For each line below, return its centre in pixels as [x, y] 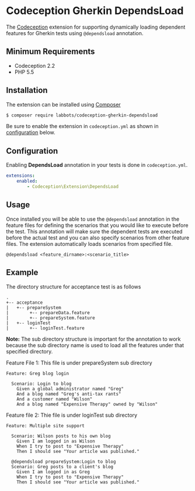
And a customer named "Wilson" [55, 399]
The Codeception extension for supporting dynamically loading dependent [96, 27]
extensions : [20, 176]
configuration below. [31, 132]
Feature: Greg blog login [37, 373]
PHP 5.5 [24, 72]
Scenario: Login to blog [41, 384]
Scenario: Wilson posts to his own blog [61, 436]
